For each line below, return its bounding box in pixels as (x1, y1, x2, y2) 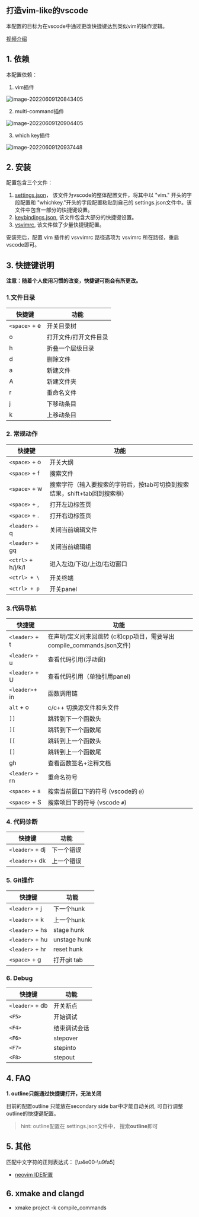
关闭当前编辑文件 (49, 525, 98, 534)
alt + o (9, 703, 30, 711)
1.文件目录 (6, 293, 36, 302)
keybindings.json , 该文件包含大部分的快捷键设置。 (14, 214, 137, 221)
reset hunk (53, 945, 83, 953)
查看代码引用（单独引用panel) (47, 672, 131, 681)
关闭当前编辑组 (49, 542, 92, 551)
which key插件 (14, 132, 50, 139)
